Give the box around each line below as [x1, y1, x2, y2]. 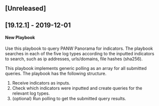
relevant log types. [12, 90, 50, 96]
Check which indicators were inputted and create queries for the [12, 85, 143, 91]
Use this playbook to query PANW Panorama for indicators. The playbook [5, 45, 153, 51]
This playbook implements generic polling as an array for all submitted [5, 65, 147, 71]
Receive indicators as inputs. [12, 80, 70, 85]
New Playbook [5, 35, 35, 41]
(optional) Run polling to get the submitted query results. [12, 95, 126, 101]
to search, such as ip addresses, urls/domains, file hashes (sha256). [5, 56, 143, 62]
